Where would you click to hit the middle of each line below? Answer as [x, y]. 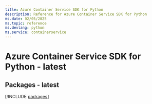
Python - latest [36, 67]
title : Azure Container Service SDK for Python [54, 10]
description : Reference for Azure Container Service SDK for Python [76, 14]
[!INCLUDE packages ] [27, 96]
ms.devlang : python [25, 28]
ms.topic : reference [26, 23]
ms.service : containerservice [36, 32]
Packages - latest [32, 85]
